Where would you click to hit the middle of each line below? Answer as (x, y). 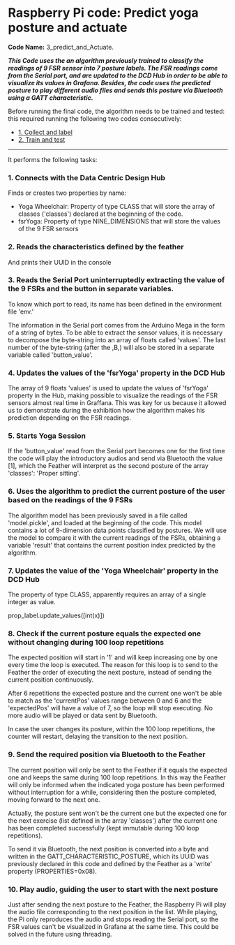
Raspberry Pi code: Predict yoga (104, 13)
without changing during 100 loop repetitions (86, 642)
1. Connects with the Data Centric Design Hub (87, 177)
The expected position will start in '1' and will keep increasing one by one (113, 657)
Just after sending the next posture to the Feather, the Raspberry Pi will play (117, 904)
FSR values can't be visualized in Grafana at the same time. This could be (113, 926)
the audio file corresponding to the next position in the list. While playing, (113, 911)
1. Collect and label (45, 132)
